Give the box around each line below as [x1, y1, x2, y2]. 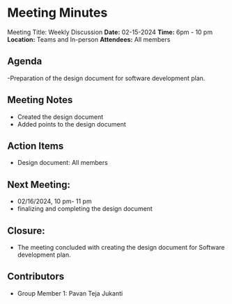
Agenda [7, 56, 42, 67]
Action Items [7, 140, 64, 152]
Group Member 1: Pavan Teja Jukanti [17, 289, 123, 297]
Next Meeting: [7, 179, 71, 191]
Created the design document [17, 113, 104, 121]
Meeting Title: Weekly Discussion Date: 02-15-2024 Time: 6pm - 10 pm [7, 28, 213, 36]
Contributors [7, 271, 65, 282]
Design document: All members [17, 159, 108, 167]
